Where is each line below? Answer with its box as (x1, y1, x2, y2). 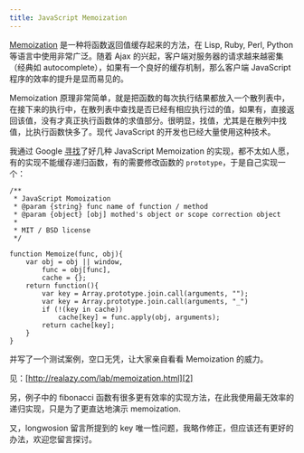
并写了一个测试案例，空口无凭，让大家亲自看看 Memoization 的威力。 (9, 354, 269, 364)
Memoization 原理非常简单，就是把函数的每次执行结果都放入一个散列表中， (9, 92, 290, 103)
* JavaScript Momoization (13, 193, 111, 203)
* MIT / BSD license (13, 225, 91, 235)
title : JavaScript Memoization (9, 13, 128, 23)
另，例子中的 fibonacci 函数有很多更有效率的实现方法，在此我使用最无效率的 (9, 392, 294, 402)
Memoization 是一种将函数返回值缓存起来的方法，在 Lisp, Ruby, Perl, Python (9, 39, 294, 50)
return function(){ (25, 281, 100, 290)
